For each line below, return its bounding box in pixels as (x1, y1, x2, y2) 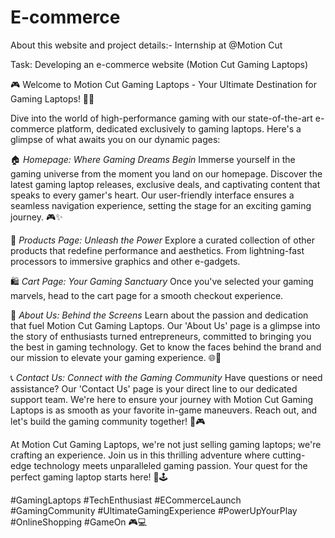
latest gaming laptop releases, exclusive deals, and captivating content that (10, 178, 321, 190)
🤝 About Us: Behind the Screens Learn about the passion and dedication (10, 309, 309, 321)
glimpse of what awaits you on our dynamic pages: (10, 133, 221, 145)
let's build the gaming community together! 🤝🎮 (10, 415, 206, 427)
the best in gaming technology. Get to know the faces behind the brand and (10, 341, 322, 353)
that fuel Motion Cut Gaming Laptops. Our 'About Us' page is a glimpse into (10, 319, 321, 331)
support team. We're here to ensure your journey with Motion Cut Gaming (10, 393, 314, 405)
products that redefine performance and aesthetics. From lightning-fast (10, 244, 305, 256)
